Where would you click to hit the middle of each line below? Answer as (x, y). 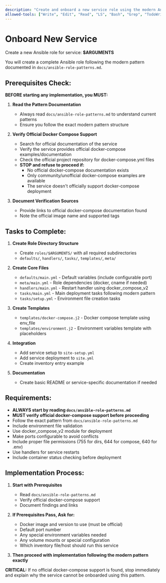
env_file (27, 323)
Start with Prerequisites (37, 485)
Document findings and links (49, 505)
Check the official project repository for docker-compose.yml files (87, 160)
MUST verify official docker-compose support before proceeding (81, 415)
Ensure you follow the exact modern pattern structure (74, 125)
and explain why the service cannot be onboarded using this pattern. (75, 575)
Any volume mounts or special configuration (65, 540)
